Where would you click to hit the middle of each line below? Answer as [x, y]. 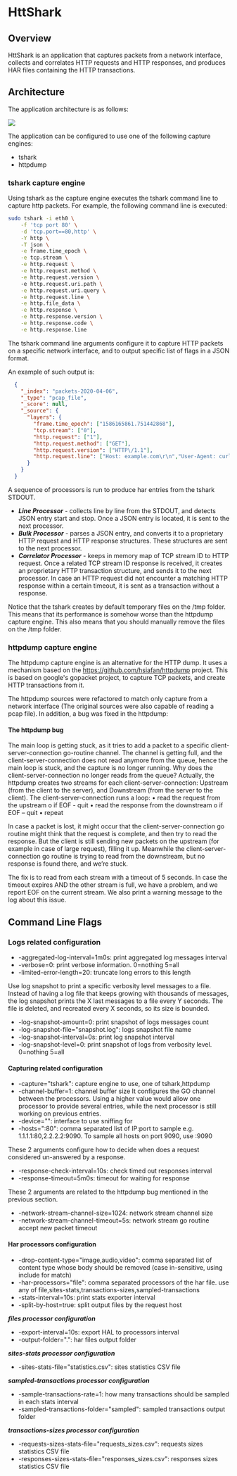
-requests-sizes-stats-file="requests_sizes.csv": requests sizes [110, 1444]
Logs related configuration [55, 942]
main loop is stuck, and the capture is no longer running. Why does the [110, 768]
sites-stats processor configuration [62, 1353]
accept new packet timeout [58, 1228]
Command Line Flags [55, 922]
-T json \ [35, 245]
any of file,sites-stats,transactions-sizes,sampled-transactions [109, 1289]
